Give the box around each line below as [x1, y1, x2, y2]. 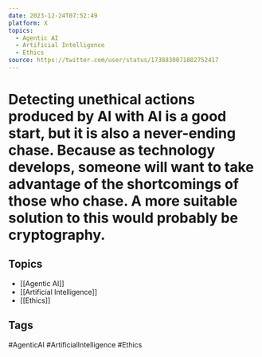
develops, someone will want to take [8, 159, 255, 176]
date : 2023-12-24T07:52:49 [8, 11, 98, 20]
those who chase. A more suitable [8, 192, 238, 210]
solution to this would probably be [8, 209, 239, 227]
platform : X [8, 19, 48, 27]
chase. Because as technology [8, 141, 216, 159]
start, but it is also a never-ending [8, 124, 237, 143]
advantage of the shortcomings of [8, 175, 239, 194]
